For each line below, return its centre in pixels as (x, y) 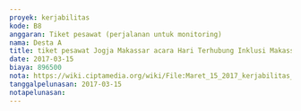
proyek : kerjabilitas (50, 17)
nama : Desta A (36, 43)
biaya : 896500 (36, 68)
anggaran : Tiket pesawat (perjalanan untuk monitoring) (116, 34)
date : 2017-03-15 (42, 59)
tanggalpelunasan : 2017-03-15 (66, 84)
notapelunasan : (38, 92)
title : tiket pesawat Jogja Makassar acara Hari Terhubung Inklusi (138, 51)
